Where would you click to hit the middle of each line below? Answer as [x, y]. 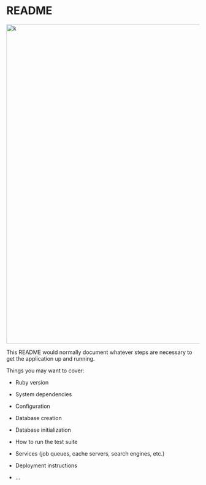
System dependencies [44, 394]
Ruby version [32, 382]
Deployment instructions [46, 465]
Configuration [32, 406]
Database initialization [43, 430]
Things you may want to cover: [45, 370]
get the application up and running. [51, 358]
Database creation [39, 418]
